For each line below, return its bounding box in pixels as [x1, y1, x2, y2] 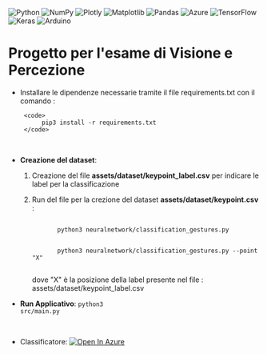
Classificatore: [19, 336, 68, 346]
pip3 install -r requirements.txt [41, 119, 157, 127]
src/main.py [19, 307, 60, 316]
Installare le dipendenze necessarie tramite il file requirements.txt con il [19, 87, 256, 97]
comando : [19, 96, 56, 106]
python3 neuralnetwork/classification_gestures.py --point [57, 247, 258, 255]
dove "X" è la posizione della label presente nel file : [31, 275, 204, 284]
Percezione [8, 61, 86, 79]
